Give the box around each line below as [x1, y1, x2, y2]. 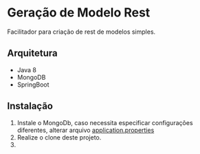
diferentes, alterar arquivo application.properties [16, 126, 155, 134]
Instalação [7, 100, 54, 112]
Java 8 [16, 65, 36, 74]
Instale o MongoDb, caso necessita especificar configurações [16, 118, 194, 126]
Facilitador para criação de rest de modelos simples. [7, 27, 156, 36]
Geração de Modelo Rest [7, 5, 151, 21]
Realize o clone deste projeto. [16, 133, 102, 142]
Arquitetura [7, 47, 58, 59]
